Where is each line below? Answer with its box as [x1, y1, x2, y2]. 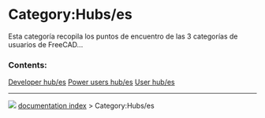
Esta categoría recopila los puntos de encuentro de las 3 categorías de [8, 31, 238, 41]
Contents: [8, 59, 47, 70]
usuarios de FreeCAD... [8, 39, 84, 49]
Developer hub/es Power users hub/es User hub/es [8, 77, 175, 87]
